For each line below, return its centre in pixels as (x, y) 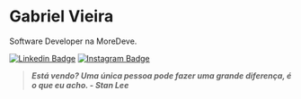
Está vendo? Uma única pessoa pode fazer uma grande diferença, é (161, 75)
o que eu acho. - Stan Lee (80, 85)
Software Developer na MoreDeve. (73, 41)
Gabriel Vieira (62, 16)
